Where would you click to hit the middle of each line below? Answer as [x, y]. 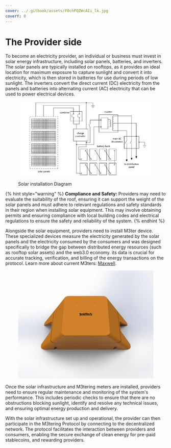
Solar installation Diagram [45, 184]
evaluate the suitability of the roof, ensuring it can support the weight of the [85, 200]
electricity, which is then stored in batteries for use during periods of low [82, 78]
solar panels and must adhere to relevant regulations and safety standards [83, 205]
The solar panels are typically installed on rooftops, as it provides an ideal [83, 67]
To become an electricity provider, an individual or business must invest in [83, 56]
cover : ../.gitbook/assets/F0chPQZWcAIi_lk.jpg [57, 11]
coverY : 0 [16, 16]
